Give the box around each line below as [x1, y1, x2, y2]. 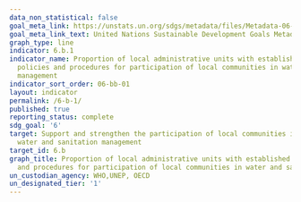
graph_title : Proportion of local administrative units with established [9, 154, 291, 164]
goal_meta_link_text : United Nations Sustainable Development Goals [9, 29, 271, 38]
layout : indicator [9, 88, 78, 97]
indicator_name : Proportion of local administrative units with [9, 55, 254, 63]
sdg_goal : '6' [9, 122, 63, 130]
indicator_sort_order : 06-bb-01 [9, 80, 130, 88]
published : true [9, 105, 70, 114]
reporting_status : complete [9, 113, 115, 122]
